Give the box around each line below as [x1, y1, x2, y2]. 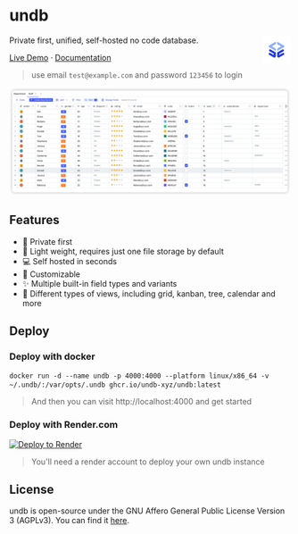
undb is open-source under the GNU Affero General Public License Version [9, 505, 286, 516]
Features [9, 213, 60, 228]
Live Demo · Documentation [9, 52, 112, 63]
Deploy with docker [9, 350, 95, 363]
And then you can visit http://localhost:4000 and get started [30, 396, 252, 407]
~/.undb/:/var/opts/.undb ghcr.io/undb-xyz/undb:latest [9, 380, 221, 389]
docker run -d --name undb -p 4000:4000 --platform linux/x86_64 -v [9, 371, 269, 380]
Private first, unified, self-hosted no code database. [9, 35, 199, 46]
